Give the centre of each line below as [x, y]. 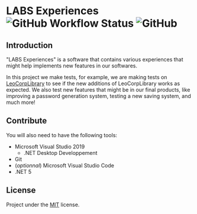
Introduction [30, 45]
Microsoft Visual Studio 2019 [50, 147]
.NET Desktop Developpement [60, 153]
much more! [21, 102]
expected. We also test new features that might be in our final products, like [98, 90]
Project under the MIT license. [43, 205]
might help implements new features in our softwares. [72, 66]
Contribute [27, 121]
